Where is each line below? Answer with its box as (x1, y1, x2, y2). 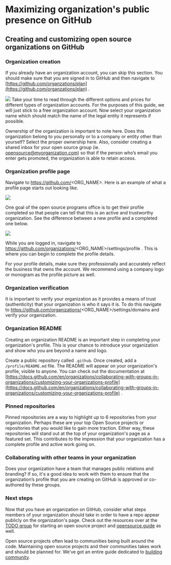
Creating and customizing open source (5, 35, 132, 43)
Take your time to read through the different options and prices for (11, 96, 152, 103)
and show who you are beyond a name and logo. (5, 347, 108, 353)
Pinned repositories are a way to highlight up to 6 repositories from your (5, 414, 157, 421)
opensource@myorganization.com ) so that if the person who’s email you (5, 150, 158, 156)
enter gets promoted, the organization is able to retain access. (5, 155, 136, 161)
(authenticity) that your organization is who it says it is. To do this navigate (5, 301, 162, 307)
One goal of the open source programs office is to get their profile (5, 204, 144, 210)
